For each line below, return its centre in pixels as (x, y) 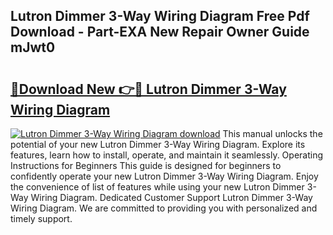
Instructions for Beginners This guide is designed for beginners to (146, 165)
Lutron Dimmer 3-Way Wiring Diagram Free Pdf (160, 16)
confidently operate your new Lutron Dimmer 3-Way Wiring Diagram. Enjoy (164, 176)
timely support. (41, 218)
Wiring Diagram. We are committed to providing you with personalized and (164, 208)
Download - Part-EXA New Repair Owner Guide (160, 32)
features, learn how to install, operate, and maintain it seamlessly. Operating (167, 155)
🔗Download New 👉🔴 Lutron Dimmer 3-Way (148, 89)
